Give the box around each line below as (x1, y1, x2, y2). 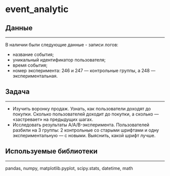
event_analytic (5, 4, 69, 15)
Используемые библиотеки (5, 147, 98, 156)
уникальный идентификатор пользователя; (12, 57, 106, 63)
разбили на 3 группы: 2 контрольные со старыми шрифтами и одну (12, 127, 159, 133)
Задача (5, 87, 30, 96)
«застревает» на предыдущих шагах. (12, 116, 94, 122)
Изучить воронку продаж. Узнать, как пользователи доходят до (12, 105, 151, 111)
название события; (12, 51, 54, 57)
